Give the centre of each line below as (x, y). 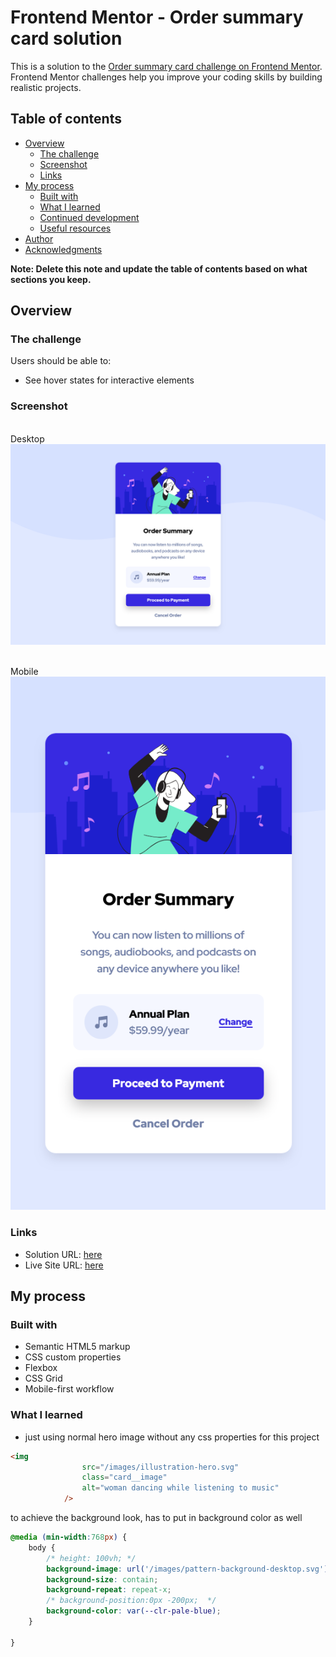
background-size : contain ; (102, 1579)
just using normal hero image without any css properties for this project (172, 1437)
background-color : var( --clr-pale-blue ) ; (134, 1611)
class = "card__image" (124, 1477)
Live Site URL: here (64, 1265)
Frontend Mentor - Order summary (157, 17)
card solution (66, 38)
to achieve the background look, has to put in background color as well (156, 1518)
